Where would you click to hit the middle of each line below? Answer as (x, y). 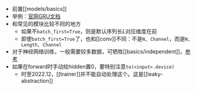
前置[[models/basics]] (39, 9)
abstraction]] (37, 81)
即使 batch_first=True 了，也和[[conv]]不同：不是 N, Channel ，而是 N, (106, 39)
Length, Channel (41, 45)
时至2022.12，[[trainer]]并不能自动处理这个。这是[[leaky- (92, 74)
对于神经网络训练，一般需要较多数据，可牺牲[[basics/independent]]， (98, 52)
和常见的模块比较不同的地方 (46, 24)
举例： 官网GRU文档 (36, 16)
